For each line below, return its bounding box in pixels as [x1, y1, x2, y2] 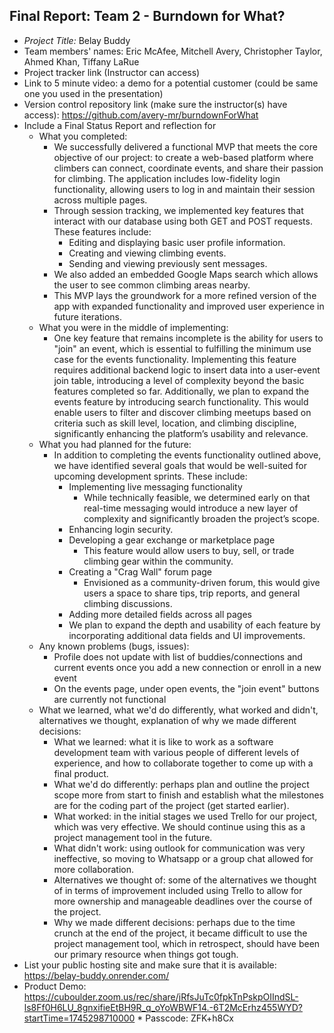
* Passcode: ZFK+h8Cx [137, 1012, 235, 1024]
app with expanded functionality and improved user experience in [53, 300, 325, 312]
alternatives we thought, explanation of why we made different [38, 714, 297, 726]
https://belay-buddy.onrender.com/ [23, 969, 170, 981]
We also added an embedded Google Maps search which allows [53, 268, 319, 280]
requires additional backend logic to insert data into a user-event [53, 364, 321, 376]
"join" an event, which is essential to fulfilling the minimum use [53, 342, 312, 354]
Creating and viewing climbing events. [68, 247, 227, 259]
